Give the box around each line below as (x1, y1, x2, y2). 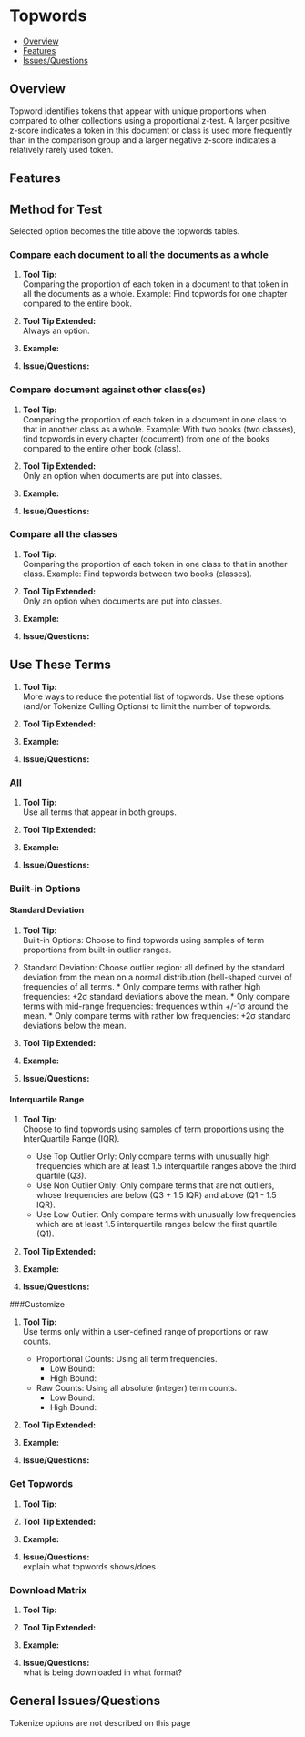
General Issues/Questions (9, 1693, 161, 1709)
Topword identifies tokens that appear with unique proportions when (9, 106, 267, 117)
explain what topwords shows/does (22, 1560, 157, 1571)
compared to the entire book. (22, 298, 133, 310)
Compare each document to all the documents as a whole (9, 248, 269, 260)
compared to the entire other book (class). (22, 442, 182, 453)
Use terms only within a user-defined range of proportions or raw (22, 1326, 269, 1337)
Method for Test (9, 201, 103, 217)
